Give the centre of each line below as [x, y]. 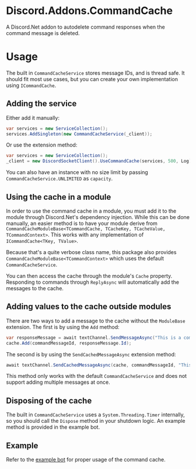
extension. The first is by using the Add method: [63, 327]
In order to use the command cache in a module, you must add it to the [91, 211]
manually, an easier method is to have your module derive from [82, 223]
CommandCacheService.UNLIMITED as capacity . [60, 179]
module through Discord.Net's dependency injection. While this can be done [98, 217]
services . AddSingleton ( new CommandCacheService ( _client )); [79, 134]
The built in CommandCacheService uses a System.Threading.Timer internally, [95, 415]
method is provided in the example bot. [53, 427]
